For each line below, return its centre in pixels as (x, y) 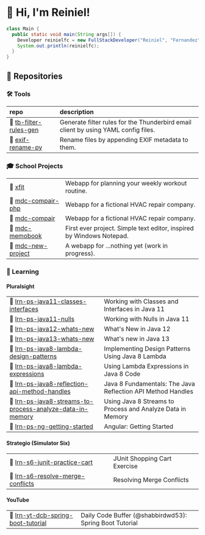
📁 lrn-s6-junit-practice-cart (51, 462)
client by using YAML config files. (107, 129)
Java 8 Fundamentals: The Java (149, 384)
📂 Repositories (34, 76)
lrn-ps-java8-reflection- (52, 384)
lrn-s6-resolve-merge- (50, 476)
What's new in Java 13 (136, 339)
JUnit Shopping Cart (142, 458)
